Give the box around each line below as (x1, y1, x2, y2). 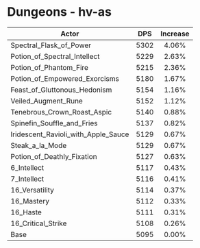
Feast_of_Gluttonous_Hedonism (10, 85, 112, 95)
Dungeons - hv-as (7, 4, 112, 20)
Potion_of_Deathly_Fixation (10, 151, 97, 161)
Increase (160, 29, 190, 38)
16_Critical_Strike (10, 219, 67, 228)
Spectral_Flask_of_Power (10, 40, 92, 50)
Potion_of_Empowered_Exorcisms (10, 73, 120, 83)
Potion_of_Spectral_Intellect (10, 51, 100, 61)
